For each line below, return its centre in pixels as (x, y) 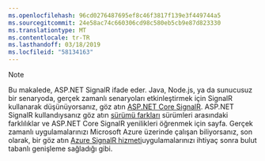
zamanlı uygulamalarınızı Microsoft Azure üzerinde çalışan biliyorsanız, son (131, 132)
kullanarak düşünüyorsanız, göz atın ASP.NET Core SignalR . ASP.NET (121, 107)
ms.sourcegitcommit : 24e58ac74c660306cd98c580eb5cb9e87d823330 (115, 23)
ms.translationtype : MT (47, 30)
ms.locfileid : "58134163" (51, 52)
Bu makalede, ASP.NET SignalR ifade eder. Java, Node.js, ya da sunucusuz (131, 90)
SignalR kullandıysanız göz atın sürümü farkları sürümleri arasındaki (118, 115)
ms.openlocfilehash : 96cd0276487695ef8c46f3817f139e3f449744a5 (115, 15)
